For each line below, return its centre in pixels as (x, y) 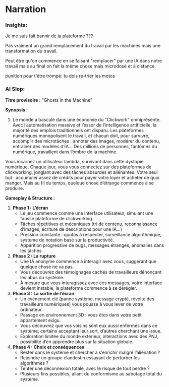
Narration (26, 9)
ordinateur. (31, 309)
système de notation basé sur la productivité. (67, 240)
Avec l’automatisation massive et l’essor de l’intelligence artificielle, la (84, 125)
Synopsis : (17, 110)
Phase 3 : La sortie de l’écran (43, 293)
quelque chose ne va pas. (47, 267)
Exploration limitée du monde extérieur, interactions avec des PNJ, (89, 336)
